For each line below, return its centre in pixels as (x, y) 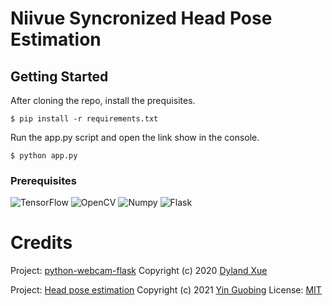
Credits (41, 243)
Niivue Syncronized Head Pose (141, 18)
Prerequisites (43, 180)
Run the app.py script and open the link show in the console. (135, 137)
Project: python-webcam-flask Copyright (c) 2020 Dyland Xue (139, 271)
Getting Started (59, 76)
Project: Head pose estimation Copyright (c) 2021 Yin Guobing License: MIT (166, 290)
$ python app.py (44, 156)
